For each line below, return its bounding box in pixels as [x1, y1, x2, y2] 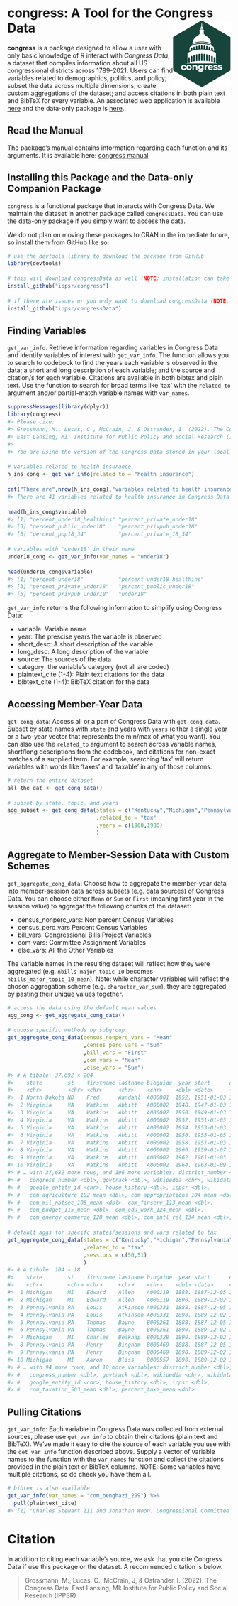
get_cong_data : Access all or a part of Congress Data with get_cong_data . [7, 717, 221, 725]
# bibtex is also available [7, 1485, 91, 1492]
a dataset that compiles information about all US [7, 58, 148, 67]
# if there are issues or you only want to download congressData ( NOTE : [7, 297, 230, 305]
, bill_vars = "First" [83, 1049, 147, 1056]
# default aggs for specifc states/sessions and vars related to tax [7, 1229, 217, 1236]
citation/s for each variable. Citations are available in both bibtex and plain [7, 374, 224, 382]
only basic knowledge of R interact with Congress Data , [7, 51, 170, 60]
